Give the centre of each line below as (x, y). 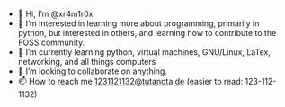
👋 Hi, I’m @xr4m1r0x (55, 14)
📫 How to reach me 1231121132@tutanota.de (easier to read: (130, 81)
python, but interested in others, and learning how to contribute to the (147, 33)
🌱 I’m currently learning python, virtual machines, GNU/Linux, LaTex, (144, 52)
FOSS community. (51, 42)
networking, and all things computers (87, 62)
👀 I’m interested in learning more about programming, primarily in (138, 23)
